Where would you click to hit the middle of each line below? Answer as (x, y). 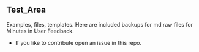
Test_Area (26, 10)
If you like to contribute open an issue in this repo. (78, 42)
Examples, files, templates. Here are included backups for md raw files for (100, 24)
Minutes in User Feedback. (40, 31)
